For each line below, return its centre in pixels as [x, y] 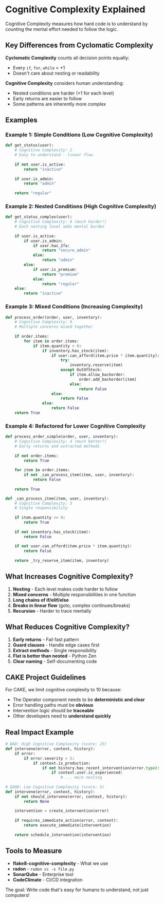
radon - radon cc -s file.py [43, 869]
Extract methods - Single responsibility [54, 650]
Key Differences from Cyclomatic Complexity [79, 45]
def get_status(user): [30, 145]
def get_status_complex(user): [39, 217]
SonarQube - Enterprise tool [43, 874]
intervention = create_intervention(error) [62, 811]
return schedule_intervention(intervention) [63, 835]
